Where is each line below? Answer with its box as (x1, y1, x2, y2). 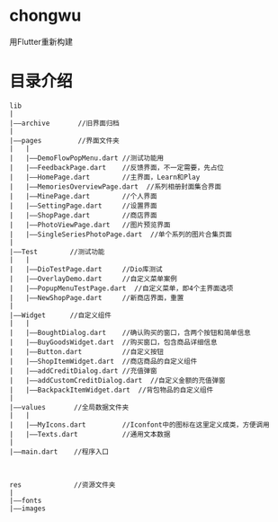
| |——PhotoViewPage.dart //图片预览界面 (9, 220, 171, 229)
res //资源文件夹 (9, 480, 116, 490)
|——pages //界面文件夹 (9, 136, 120, 145)
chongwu (9, 5, 82, 26)
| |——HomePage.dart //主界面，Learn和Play (9, 173, 201, 181)
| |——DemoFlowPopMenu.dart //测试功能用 (9, 154, 165, 163)
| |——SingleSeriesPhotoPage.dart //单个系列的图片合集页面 (9, 230, 232, 239)
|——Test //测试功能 (9, 247, 105, 256)
